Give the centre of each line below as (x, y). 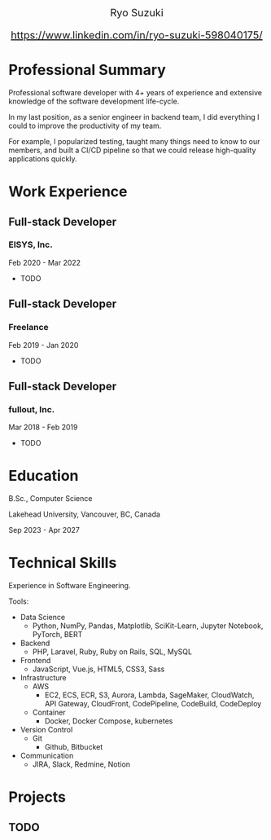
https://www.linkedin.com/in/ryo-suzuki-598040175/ (137, 35)
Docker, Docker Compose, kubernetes (109, 721)
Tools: (19, 601)
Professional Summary (87, 70)
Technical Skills (63, 563)
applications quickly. (43, 158)
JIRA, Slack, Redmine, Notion (81, 764)
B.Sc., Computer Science (50, 499)
